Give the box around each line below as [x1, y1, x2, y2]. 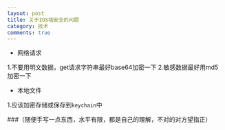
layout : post [7, 10, 45, 17]
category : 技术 [7, 23, 49, 29]
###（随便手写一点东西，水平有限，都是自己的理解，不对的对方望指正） [7, 116, 212, 124]
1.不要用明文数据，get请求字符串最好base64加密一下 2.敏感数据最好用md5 [7, 63, 219, 72]
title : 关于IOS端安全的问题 [7, 16, 79, 23]
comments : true [7, 29, 51, 36]
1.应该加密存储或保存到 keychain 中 [7, 101, 103, 109]
